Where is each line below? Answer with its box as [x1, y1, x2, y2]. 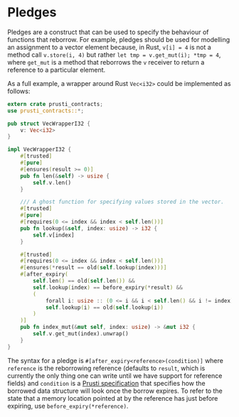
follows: [7, 87, 31, 95]
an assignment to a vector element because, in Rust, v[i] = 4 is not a [7, 43, 211, 51]
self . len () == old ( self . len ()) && [33, 278, 135, 285]
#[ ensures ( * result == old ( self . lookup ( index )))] [20, 264, 167, 271]
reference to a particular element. [7, 65, 106, 74]
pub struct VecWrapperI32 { [7, 120, 91, 127]
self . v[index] [33, 232, 75, 239]
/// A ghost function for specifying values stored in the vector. [20, 198, 224, 206]
